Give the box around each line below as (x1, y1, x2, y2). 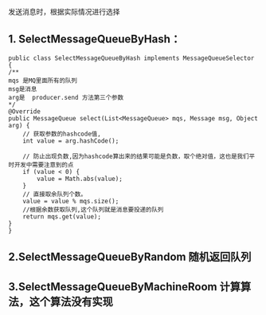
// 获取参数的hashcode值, (22, 130, 101, 138)
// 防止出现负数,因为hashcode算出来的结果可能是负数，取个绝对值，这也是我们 (22, 152, 249, 160)
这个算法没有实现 (29, 294, 113, 309)
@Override (8, 107, 41, 116)
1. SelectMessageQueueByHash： (8, 33, 182, 46)
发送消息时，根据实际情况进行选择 (8, 7, 120, 16)
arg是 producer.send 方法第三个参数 (8, 93, 124, 101)
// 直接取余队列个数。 (22, 190, 88, 198)
